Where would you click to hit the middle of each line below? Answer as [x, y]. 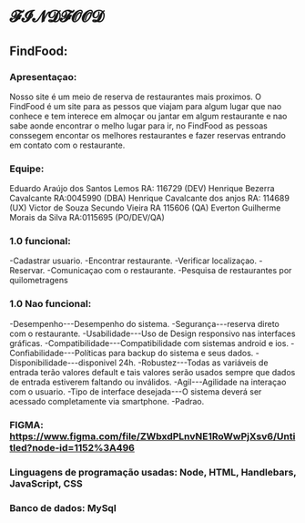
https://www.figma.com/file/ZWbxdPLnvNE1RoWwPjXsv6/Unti [152, 436]
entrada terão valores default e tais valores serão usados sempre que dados [152, 372]
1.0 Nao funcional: [51, 304]
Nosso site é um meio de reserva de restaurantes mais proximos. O [136, 97]
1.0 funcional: [40, 241]
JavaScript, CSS [46, 483]
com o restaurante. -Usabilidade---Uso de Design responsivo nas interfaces [152, 333]
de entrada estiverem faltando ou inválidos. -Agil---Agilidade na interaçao [148, 382]
